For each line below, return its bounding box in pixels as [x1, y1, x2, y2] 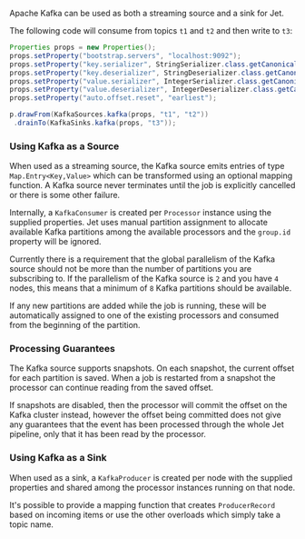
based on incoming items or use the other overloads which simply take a [9, 509, 281, 520]
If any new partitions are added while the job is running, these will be [9, 300, 267, 312]
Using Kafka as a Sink [9, 452, 107, 464]
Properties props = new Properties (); [9, 43, 156, 52]
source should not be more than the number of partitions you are [9, 264, 252, 274]
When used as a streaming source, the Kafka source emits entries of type [9, 161, 285, 172]
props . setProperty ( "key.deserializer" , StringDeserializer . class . [9, 68, 266, 77]
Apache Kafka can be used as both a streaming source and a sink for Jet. [9, 8, 284, 18]
